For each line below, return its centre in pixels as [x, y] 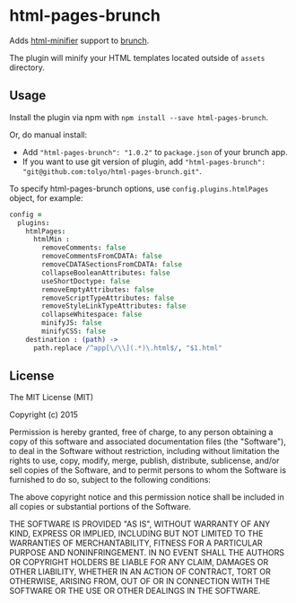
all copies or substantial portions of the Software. [100, 507]
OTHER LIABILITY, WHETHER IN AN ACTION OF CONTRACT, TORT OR [140, 572]
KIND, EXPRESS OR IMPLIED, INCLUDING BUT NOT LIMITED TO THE [136, 534]
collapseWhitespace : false [92, 315]
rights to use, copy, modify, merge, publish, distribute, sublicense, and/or [144, 461]
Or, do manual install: [48, 135]
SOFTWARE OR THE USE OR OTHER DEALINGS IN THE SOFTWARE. [135, 591]
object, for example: [46, 197]
